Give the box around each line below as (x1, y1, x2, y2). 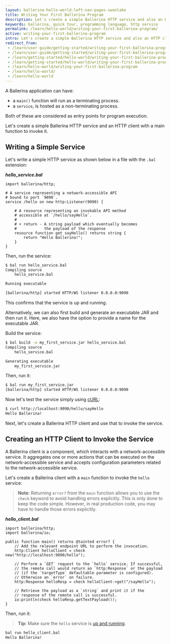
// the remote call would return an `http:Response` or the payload (14, 566, 163, 571)
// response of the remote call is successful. (14, 593, 117, 598)
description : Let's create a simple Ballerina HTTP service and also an (5, 17, 163, 22)
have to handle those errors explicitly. (17, 506, 97, 512)
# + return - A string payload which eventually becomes (14, 221, 138, 227)
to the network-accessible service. (5, 464, 78, 471)
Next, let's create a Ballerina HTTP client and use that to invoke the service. (5, 420, 164, 426)
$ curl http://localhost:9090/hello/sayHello (5, 406, 103, 411)
